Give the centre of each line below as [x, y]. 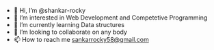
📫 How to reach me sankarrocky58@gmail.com [81, 40]
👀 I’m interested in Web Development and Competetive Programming [110, 18]
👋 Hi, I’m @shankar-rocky [50, 10]
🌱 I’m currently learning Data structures [69, 25]
